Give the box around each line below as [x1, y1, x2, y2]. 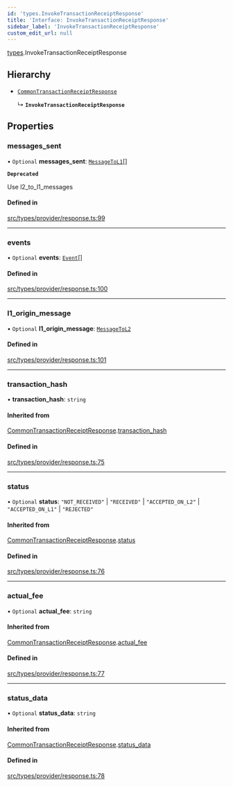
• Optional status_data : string [7, 709, 96, 718]
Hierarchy [7, 69, 51, 80]
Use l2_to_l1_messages [7, 182, 74, 191]
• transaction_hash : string [7, 395, 87, 404]
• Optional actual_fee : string [7, 607, 92, 615]
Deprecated [7, 171, 39, 178]
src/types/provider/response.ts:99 [7, 214, 105, 222]
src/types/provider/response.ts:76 [7, 567, 105, 576]
